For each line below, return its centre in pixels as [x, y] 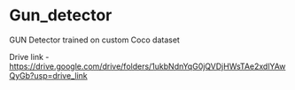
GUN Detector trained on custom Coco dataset [94, 40]
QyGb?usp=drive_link [48, 75]
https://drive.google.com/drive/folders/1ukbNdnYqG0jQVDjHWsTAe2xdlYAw [147, 66]
